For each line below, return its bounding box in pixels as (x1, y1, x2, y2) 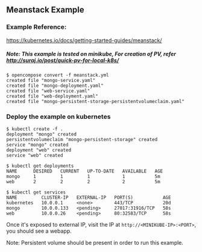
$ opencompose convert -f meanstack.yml (6, 72, 110, 78)
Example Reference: (6, 23, 67, 31)
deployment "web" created (6, 147, 71, 153)
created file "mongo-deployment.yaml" (6, 83, 104, 89)
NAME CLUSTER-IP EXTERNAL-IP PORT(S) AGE (6, 194, 171, 201)
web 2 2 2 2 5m (6, 178, 161, 184)
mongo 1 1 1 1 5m (6, 173, 161, 180)
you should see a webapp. (6, 227, 72, 235)
